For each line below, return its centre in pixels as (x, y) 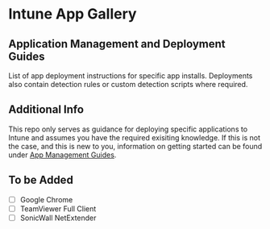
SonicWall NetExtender (58, 218)
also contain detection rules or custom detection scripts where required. (128, 84)
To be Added (41, 180)
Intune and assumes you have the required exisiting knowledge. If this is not (134, 137)
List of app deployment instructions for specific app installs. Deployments (131, 76)
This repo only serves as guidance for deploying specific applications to (128, 129)
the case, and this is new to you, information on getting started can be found (135, 146)
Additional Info (46, 110)
